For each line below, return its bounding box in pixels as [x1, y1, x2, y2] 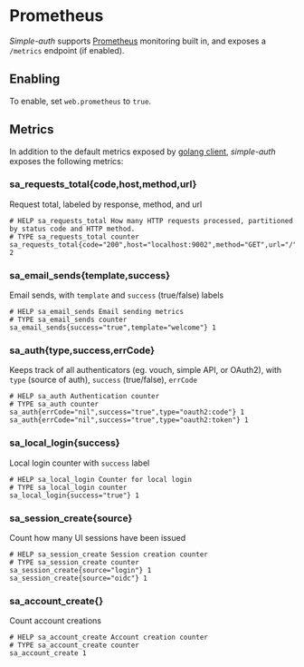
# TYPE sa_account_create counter [9, 641, 140, 650]
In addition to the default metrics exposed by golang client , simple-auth [9, 146, 276, 157]
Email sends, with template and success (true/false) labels [9, 289, 224, 300]
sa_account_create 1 [9, 649, 88, 658]
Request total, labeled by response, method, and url [9, 199, 203, 210]
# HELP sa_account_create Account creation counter [9, 633, 208, 642]
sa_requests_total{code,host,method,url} [9, 178, 197, 191]
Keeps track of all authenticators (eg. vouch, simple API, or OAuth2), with [9, 365, 282, 376]
